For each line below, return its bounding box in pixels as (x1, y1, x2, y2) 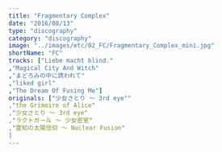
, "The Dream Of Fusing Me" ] (8, 86, 103, 95)
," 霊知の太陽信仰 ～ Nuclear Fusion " (8, 124, 126, 132)
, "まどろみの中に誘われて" (8, 72, 86, 80)
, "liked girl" (8, 79, 57, 87)
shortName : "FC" (8, 49, 63, 57)
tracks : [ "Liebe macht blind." (8, 57, 114, 65)
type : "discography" (8, 27, 78, 35)
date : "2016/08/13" (8, 19, 74, 27)
